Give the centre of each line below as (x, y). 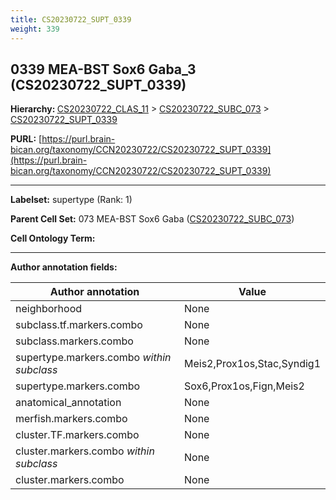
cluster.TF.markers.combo (77, 435)
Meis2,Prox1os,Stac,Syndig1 (252, 364)
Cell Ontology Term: (53, 238)
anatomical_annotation (68, 403)
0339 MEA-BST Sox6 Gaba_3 (103, 69)
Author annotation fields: (64, 267)
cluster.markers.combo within (85, 451)
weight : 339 (35, 29)
